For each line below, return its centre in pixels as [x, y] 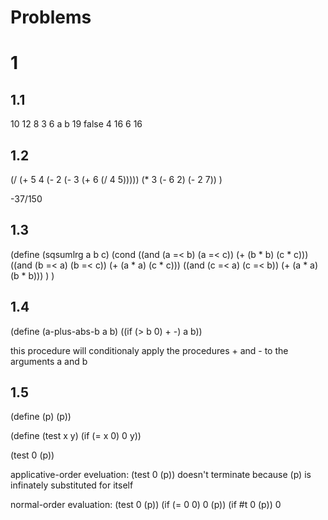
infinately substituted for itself [72, 485]
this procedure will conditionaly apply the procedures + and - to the [149, 350]
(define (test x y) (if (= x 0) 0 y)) [76, 436]
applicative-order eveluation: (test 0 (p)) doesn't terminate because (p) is [161, 475]
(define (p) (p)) [41, 417]
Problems [51, 17]
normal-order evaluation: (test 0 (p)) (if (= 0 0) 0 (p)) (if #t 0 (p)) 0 [146, 505]
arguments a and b [49, 361]
